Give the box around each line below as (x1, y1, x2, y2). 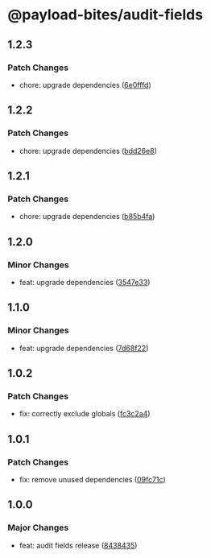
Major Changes (7, 522, 69, 533)
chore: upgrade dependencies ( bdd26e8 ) (19, 146, 158, 155)
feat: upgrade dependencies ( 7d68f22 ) (19, 343, 149, 353)
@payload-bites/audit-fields (7, 6, 203, 24)
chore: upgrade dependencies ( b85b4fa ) (19, 212, 155, 221)
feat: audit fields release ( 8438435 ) (19, 540, 138, 550)
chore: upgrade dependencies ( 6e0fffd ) (19, 80, 152, 89)
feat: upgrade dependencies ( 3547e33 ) (19, 277, 151, 287)
